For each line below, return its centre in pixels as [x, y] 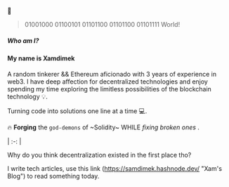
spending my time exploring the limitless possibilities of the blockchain [110, 89]
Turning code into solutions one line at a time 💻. [77, 111]
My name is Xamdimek [41, 58]
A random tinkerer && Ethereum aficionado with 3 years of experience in [112, 74]
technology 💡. [27, 96]
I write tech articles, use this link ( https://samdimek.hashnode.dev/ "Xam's [115, 168]
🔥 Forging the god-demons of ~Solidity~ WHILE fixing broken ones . [104, 127]
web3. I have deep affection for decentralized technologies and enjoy [108, 82]
